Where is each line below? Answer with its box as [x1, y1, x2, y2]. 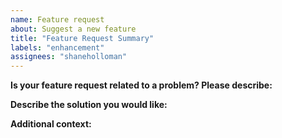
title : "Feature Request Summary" [10, 33, 155, 43]
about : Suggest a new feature [10, 24, 137, 34]
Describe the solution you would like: [10, 99, 168, 111]
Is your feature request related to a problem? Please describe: [10, 79, 273, 91]
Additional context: [10, 118, 92, 130]
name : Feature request [10, 14, 105, 25]
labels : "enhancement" [10, 42, 105, 53]
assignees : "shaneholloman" [10, 52, 128, 62]
